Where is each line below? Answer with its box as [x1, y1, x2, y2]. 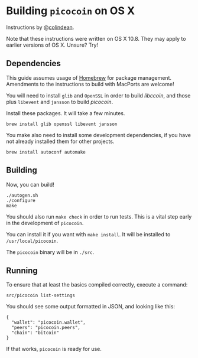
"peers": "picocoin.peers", [11, 325, 81, 331]
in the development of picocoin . [6, 219, 84, 226]
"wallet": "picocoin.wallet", [11, 320, 86, 326]
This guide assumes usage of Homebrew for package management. [6, 74, 172, 81]
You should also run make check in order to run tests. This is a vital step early [6, 213, 192, 220]
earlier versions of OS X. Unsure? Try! [6, 41, 99, 48]
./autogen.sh [6, 192, 38, 198]
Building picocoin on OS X [6, 4, 135, 18]
